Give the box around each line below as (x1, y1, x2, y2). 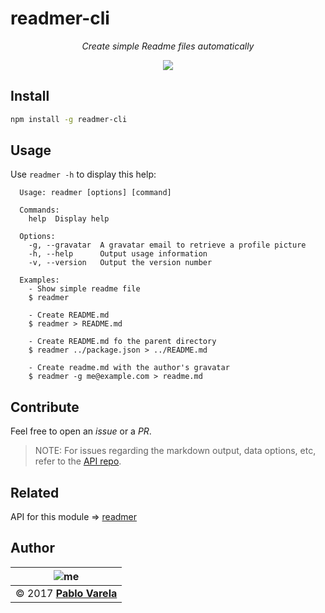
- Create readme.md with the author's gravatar (28, 363, 230, 373)
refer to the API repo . (34, 455, 122, 467)
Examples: (19, 275, 60, 286)
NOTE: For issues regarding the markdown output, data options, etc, (34, 445, 317, 457)
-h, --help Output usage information (28, 249, 208, 259)
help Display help (28, 214, 110, 224)
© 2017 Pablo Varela (15, 586, 118, 600)
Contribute (10, 398, 80, 416)
